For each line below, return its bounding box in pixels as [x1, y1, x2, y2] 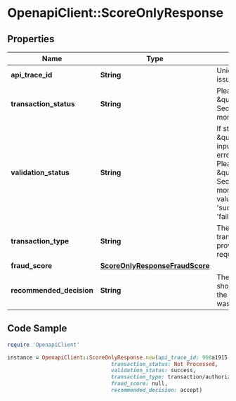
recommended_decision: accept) [111, 387, 202, 394]
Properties [7, 33, 55, 45]
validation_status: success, [111, 367, 197, 374]
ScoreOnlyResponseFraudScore [100, 261, 210, 270]
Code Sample [7, 322, 67, 335]
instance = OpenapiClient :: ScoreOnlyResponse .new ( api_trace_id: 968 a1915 [7, 354, 228, 361]
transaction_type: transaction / [111, 374, 206, 381]
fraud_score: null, [111, 380, 169, 388]
